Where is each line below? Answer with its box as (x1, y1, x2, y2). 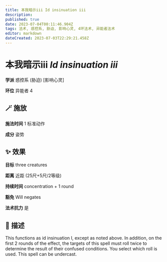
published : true (5, 17, 39, 22)
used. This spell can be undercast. (5, 251, 77, 257)
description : (5, 12, 33, 17)
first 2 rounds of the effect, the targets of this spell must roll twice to (5, 240, 147, 246)
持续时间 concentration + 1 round (5, 183, 74, 190)
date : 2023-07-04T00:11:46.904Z (5, 21, 73, 27)
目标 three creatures (5, 162, 47, 168)
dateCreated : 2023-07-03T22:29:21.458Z (5, 36, 89, 41)
